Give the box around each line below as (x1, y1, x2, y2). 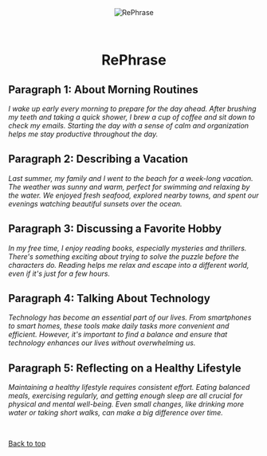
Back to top (8, 438, 46, 449)
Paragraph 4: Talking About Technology (8, 292, 211, 305)
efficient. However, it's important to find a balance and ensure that (8, 330, 228, 340)
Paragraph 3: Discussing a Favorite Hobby (8, 222, 222, 236)
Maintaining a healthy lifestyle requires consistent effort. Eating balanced (8, 383, 250, 392)
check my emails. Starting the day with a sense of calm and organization (8, 121, 249, 130)
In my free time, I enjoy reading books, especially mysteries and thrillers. (8, 243, 247, 253)
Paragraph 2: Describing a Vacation (8, 152, 189, 166)
